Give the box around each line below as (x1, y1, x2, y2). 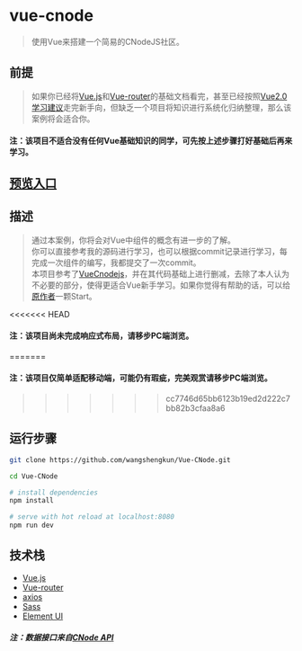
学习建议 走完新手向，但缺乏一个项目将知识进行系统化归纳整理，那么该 (31, 102, 292, 112)
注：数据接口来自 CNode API (9, 632, 114, 643)
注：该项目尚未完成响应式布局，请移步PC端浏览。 (9, 330, 194, 342)
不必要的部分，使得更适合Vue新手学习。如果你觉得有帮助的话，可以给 (31, 280, 290, 290)
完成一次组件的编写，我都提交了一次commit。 (31, 257, 201, 268)
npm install (9, 496, 54, 505)
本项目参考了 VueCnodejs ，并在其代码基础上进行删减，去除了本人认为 (31, 268, 290, 279)
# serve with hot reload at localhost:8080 (9, 513, 175, 522)
